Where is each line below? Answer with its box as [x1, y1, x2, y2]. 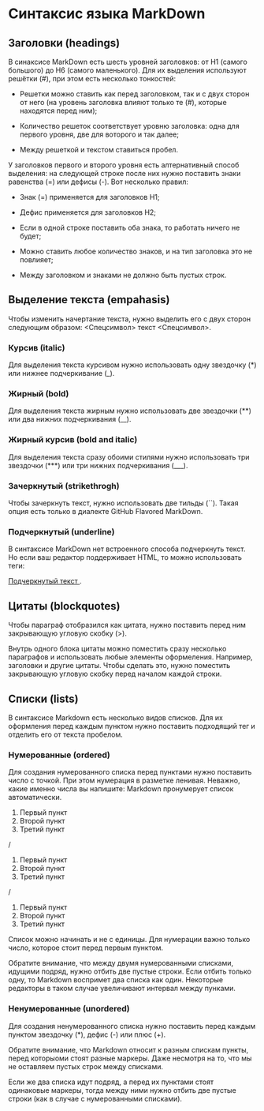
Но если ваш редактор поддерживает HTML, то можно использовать [8, 553, 243, 562]
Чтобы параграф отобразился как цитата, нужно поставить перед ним [8, 621, 247, 630]
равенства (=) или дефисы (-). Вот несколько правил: [8, 177, 189, 186]
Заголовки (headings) [8, 36, 121, 50]
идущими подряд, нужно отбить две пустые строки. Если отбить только [8, 966, 252, 976]
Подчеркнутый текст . [8, 576, 83, 586]
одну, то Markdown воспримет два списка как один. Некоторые [8, 975, 223, 985]
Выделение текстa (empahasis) [8, 293, 170, 306]
